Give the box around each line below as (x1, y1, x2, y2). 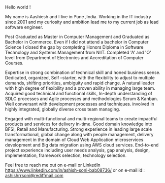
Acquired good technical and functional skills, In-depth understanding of (5, 91, 153, 96)
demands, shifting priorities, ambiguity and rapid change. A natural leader (5, 80, 155, 86)
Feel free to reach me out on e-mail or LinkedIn (5, 162, 100, 168)
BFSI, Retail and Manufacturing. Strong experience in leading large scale (5, 126, 152, 132)
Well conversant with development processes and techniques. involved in (5, 101, 154, 107)
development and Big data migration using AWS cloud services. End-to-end (5, 142, 159, 147)
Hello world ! (5, 4, 31, 10)
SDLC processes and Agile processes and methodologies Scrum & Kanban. (5, 96, 159, 102)
